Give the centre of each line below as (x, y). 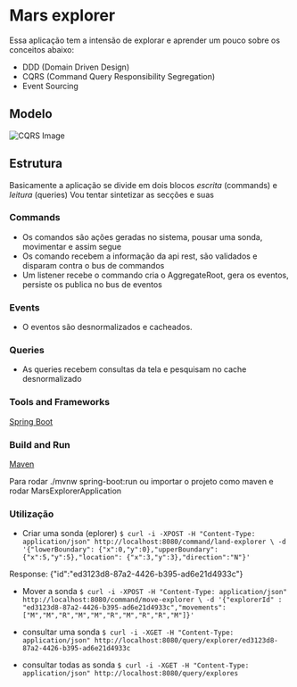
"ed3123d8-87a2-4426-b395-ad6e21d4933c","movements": (124, 608)
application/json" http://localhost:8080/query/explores (130, 674)
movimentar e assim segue (72, 246)
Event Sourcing (50, 86)
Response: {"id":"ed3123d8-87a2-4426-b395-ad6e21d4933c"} (126, 574)
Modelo (31, 114)
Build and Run (40, 444)
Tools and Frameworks (59, 402)
